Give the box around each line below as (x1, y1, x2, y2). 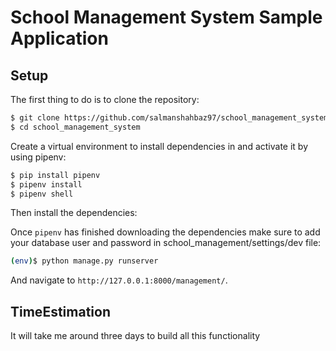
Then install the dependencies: (10, 207, 138, 219)
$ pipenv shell (10, 189, 74, 199)
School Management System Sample (10, 6, 323, 29)
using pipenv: (10, 151, 67, 163)
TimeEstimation (10, 303, 111, 320)
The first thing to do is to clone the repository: (10, 94, 200, 105)
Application (10, 27, 109, 50)
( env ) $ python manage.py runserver (10, 256, 159, 266)
